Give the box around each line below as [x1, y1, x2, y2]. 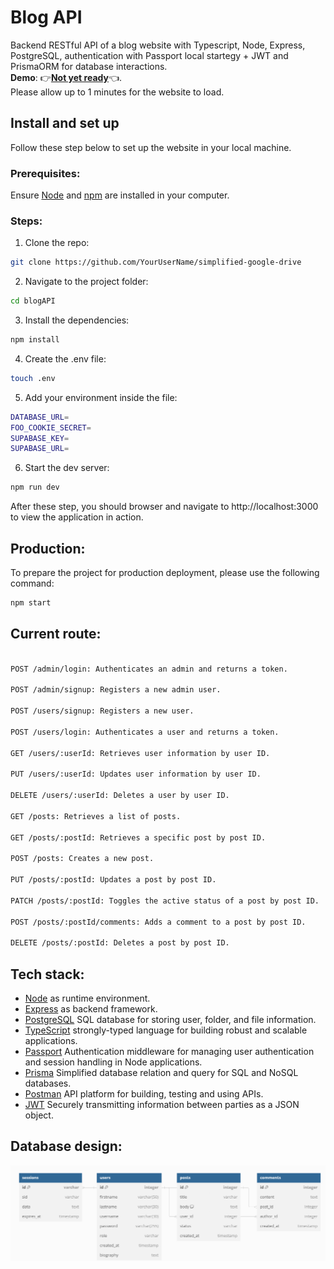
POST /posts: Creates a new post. [10, 854, 155, 864]
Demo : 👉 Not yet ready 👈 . [10, 71, 123, 83]
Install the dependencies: [24, 314, 130, 326]
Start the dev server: [24, 462, 110, 474]
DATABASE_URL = [10, 412, 70, 422]
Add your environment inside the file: [24, 391, 178, 403]
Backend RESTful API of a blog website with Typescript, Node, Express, [10, 39, 306, 51]
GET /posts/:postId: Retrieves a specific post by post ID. [10, 832, 267, 843]
